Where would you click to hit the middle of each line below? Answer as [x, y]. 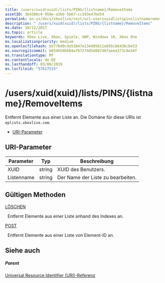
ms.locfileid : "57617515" [31, 69]
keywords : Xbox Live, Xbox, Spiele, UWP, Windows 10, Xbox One [71, 37]
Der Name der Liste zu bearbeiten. [97, 177]
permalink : [16, 19]
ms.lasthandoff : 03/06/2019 [34, 64]
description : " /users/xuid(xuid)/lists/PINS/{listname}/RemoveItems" [79, 23]
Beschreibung [97, 161]
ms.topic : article [24, 32]
